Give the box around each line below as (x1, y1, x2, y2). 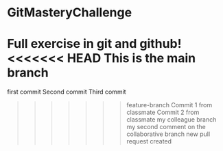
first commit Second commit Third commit (7, 87, 126, 96)
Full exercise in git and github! (7, 36, 182, 52)
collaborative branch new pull (126, 130, 211, 138)
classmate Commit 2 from (126, 108, 200, 117)
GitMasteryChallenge (7, 5, 132, 20)
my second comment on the (126, 123, 206, 131)
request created (126, 137, 172, 146)
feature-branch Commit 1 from (126, 101, 213, 109)
